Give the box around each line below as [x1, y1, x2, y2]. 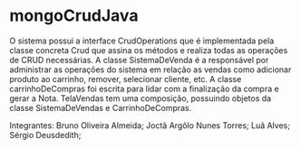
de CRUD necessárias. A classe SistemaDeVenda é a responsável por [9, 54, 269, 65]
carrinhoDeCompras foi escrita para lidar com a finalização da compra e [9, 83, 279, 94]
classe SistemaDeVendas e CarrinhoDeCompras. [9, 102, 192, 113]
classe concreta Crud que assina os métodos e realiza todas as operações [9, 44, 288, 55]
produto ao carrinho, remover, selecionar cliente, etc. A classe [9, 73, 242, 84]
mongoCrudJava [9, 5, 139, 26]
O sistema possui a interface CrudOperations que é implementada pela [9, 35, 275, 46]
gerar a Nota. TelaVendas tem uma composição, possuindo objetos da [9, 92, 272, 104]
